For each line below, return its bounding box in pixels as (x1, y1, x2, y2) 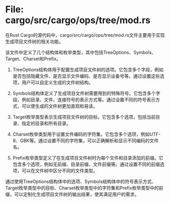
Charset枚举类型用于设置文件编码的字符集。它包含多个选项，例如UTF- (12, 131, 161, 137)
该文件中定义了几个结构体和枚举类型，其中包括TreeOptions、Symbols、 (5, 49, 156, 55)
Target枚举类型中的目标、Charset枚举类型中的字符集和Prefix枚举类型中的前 (5, 185, 164, 191)
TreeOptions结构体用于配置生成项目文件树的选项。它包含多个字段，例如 (12, 66, 164, 73)
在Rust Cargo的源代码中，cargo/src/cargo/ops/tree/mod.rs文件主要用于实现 (5, 32, 165, 38)
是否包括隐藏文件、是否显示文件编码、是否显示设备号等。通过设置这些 (12, 73, 160, 79)
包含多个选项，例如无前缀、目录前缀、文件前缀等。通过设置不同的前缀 (12, 161, 160, 167)
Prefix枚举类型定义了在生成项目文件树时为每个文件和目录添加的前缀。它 (12, 154, 164, 161)
